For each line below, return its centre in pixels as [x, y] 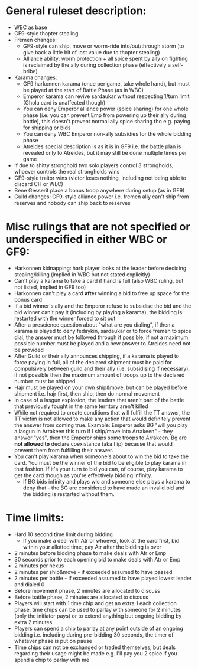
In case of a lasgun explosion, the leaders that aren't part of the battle [99, 400]
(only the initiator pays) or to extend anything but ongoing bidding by [98, 616]
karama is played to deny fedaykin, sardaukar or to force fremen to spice [103, 331]
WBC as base [31, 27]
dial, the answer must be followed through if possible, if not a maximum [101, 337]
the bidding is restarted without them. [69, 494]
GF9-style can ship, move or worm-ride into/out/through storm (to [103, 46]
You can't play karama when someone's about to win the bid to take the [101, 456]
